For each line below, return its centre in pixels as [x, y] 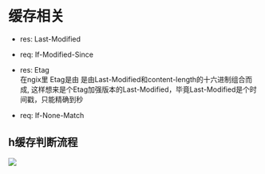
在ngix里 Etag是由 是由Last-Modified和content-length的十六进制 [125, 79]
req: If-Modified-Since [57, 54]
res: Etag [34, 69]
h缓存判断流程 [43, 142]
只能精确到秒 [62, 99]
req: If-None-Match [52, 115]
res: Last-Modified [50, 39]
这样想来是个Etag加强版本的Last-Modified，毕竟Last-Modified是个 [140, 89]
